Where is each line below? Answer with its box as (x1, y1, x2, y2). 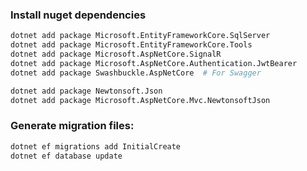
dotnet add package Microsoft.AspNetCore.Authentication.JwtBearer (10, 58, 298, 68)
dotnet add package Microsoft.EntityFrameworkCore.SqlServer (10, 31, 271, 41)
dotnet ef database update (10, 151, 123, 161)
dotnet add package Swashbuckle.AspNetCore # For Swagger (10, 68, 262, 78)
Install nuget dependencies (10, 8, 147, 22)
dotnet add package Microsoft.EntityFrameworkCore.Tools (10, 40, 253, 50)
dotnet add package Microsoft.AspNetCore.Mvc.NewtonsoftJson (10, 95, 271, 105)
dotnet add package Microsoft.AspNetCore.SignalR (10, 49, 222, 60)
